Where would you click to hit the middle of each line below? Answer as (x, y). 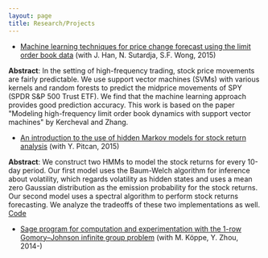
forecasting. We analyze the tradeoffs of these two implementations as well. (134, 204)
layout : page (30, 16)
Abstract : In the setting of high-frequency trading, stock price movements (132, 70)
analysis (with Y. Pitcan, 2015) (70, 146)
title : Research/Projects (52, 23)
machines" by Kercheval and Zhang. (68, 122)
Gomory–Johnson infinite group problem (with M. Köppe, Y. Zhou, (129, 237)
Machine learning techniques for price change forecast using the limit (135, 46)
